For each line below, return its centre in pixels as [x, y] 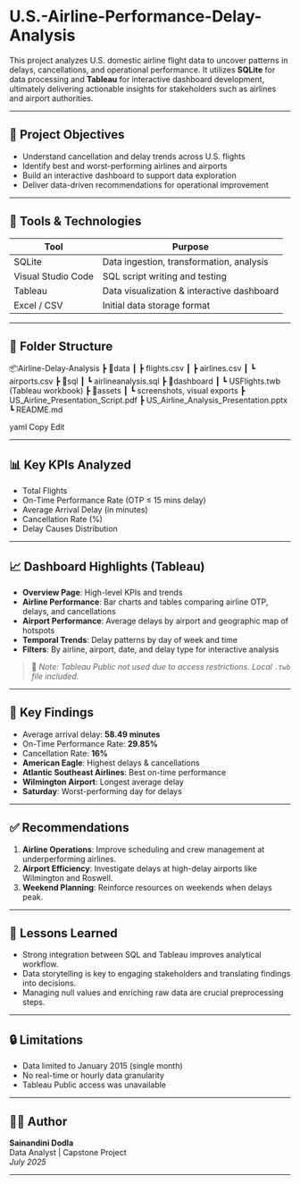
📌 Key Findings [51, 713]
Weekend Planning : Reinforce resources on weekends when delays [147, 887]
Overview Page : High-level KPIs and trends [102, 592]
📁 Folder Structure [61, 346]
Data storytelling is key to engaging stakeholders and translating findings [156, 974]
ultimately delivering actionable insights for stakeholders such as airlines [143, 89]
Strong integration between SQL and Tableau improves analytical [142, 955]
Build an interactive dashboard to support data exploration [129, 175]
